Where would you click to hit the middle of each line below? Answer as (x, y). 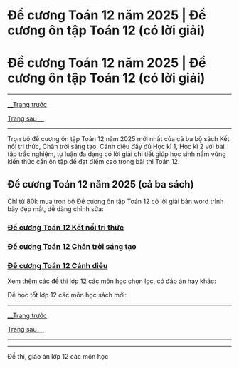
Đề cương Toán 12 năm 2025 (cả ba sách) (101, 184)
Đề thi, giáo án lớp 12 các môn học (58, 357)
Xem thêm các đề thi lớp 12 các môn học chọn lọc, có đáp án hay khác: (112, 281)
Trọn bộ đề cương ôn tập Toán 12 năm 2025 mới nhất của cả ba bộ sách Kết (118, 139)
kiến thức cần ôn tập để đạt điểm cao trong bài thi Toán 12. (94, 162)
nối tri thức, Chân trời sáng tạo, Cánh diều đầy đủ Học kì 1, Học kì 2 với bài (116, 147)
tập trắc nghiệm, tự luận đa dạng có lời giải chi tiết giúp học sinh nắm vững (117, 154)
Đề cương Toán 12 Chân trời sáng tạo (72, 246)
